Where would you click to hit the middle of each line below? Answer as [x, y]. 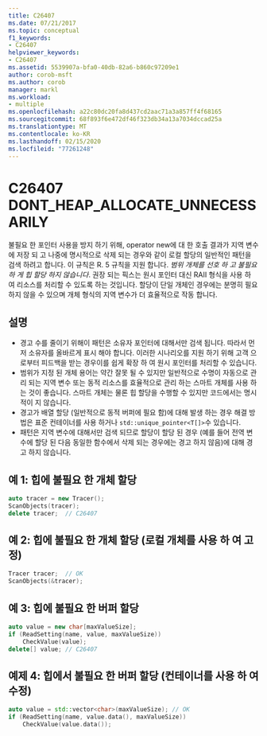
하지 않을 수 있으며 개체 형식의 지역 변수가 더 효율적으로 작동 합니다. [113, 294]
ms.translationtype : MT [48, 127]
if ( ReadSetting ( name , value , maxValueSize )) [85, 634]
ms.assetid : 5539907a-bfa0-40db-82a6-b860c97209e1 [94, 68]
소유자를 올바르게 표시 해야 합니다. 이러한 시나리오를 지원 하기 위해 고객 [138, 353]
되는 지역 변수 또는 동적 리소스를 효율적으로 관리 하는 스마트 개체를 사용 [138, 383]
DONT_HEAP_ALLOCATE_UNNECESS [132, 205]
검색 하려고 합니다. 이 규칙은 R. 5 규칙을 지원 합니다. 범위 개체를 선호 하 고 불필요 [133, 265]
